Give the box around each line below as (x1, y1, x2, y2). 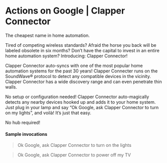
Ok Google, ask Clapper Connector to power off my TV (17, 152, 131, 158)
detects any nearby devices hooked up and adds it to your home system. (5, 99, 156, 105)
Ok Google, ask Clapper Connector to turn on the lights (17, 142, 132, 148)
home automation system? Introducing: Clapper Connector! (5, 53, 128, 59)
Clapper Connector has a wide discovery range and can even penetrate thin (5, 78, 162, 85)
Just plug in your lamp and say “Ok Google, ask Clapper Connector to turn (5, 104, 159, 110)
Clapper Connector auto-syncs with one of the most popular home (5, 62, 143, 68)
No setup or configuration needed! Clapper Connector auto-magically (5, 94, 149, 100)
